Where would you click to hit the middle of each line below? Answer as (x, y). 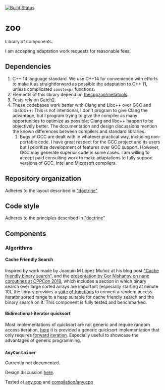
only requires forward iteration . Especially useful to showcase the (72, 335)
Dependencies (28, 67)
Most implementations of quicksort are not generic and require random (78, 325)
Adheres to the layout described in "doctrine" (51, 191)
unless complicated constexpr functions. (54, 89)
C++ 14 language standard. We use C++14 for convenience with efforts (85, 78)
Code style (22, 206)
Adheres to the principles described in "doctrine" (55, 218)
